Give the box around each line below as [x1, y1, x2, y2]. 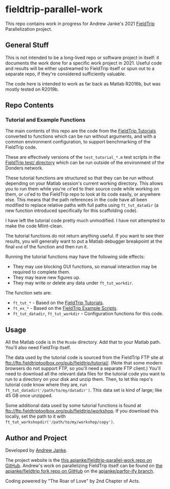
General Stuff [5, 41, 49, 50]
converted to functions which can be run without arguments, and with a [5, 133, 156, 139]
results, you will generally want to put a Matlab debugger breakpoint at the [5, 238, 163, 244]
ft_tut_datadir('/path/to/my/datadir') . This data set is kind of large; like [5, 387, 162, 393]
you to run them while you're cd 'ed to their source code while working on [5, 186, 160, 192]
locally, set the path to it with [5, 413, 66, 419]
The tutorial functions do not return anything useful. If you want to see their [5, 233, 164, 239]
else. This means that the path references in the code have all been [5, 197, 147, 203]
